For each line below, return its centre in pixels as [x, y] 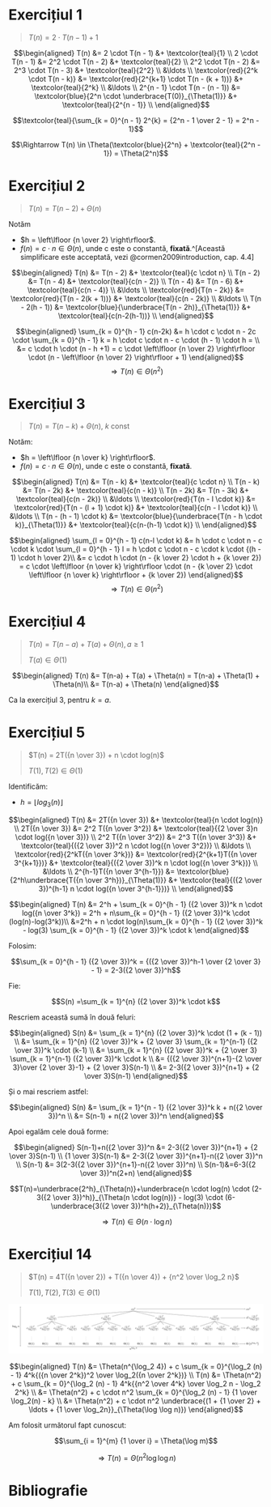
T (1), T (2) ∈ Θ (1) [55, 771]
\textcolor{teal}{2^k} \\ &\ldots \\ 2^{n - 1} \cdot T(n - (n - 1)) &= [136, 87]
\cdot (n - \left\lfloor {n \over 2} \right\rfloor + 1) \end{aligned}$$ [136, 357]
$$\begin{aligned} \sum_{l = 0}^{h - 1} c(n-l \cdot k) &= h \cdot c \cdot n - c [136, 541]
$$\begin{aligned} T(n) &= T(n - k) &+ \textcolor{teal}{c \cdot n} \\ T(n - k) [136, 482]
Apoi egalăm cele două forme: [59, 1131]
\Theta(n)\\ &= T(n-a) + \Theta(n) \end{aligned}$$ [136, 684]
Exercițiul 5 [47, 732]
